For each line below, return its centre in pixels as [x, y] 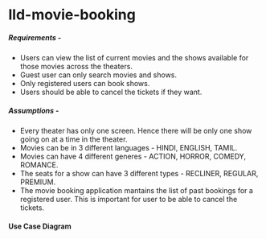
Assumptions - [34, 110]
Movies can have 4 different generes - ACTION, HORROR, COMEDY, [133, 157]
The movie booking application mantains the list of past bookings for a [136, 191]
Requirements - [35, 37]
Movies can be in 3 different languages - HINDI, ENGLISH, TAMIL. [129, 148]
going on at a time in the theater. [74, 139]
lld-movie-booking [72, 15]
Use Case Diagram [40, 226]
